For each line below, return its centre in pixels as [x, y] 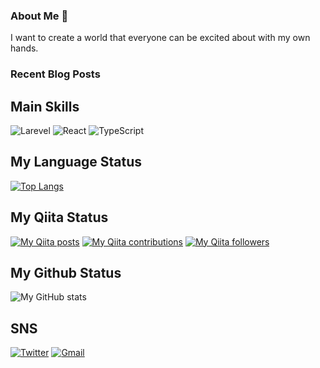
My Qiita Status [59, 217]
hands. [24, 48]
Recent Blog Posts [55, 74]
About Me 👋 [39, 16]
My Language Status [76, 162]
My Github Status [66, 273]
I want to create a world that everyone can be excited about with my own [160, 38]
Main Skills [45, 106]
